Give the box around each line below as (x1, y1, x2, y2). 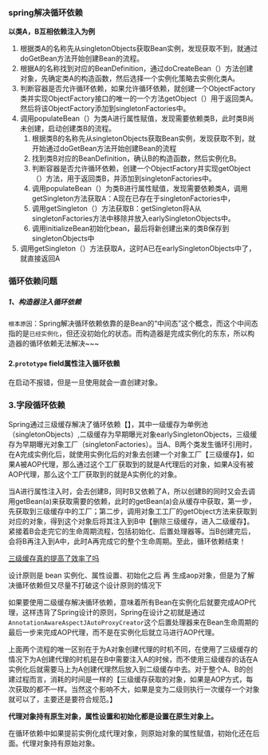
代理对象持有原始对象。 (22, 738, 100, 748)
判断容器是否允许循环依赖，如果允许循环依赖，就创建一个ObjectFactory (19, 84, 256, 94)
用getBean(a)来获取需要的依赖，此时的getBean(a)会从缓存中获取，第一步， (8, 496, 256, 505)
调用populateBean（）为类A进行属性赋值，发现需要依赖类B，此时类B (19, 114, 248, 123)
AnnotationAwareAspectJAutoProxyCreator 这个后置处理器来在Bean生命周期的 (8, 617, 259, 627)
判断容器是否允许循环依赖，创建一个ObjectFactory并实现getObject (31, 164, 251, 174)
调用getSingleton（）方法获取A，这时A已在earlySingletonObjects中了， (19, 244, 256, 254)
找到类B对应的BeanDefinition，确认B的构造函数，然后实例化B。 (31, 154, 241, 163)
